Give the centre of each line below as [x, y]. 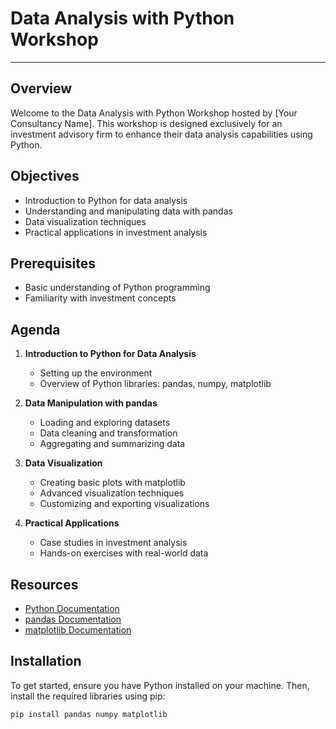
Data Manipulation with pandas [91, 403]
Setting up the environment [96, 373]
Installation [46, 661]
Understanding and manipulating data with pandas [128, 211]
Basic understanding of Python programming [117, 288]
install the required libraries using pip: [88, 696]
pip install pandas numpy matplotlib [89, 714]
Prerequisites [53, 263]
